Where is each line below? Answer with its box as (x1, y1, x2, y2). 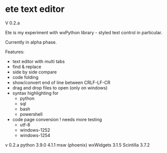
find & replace (12, 64, 41, 70)
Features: (5, 49, 25, 55)
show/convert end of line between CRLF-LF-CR (12, 79, 111, 85)
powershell (19, 111, 43, 117)
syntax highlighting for (12, 90, 59, 96)
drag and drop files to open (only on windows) (12, 84, 108, 90)
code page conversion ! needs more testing (12, 116, 102, 122)
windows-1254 (19, 132, 51, 138)
